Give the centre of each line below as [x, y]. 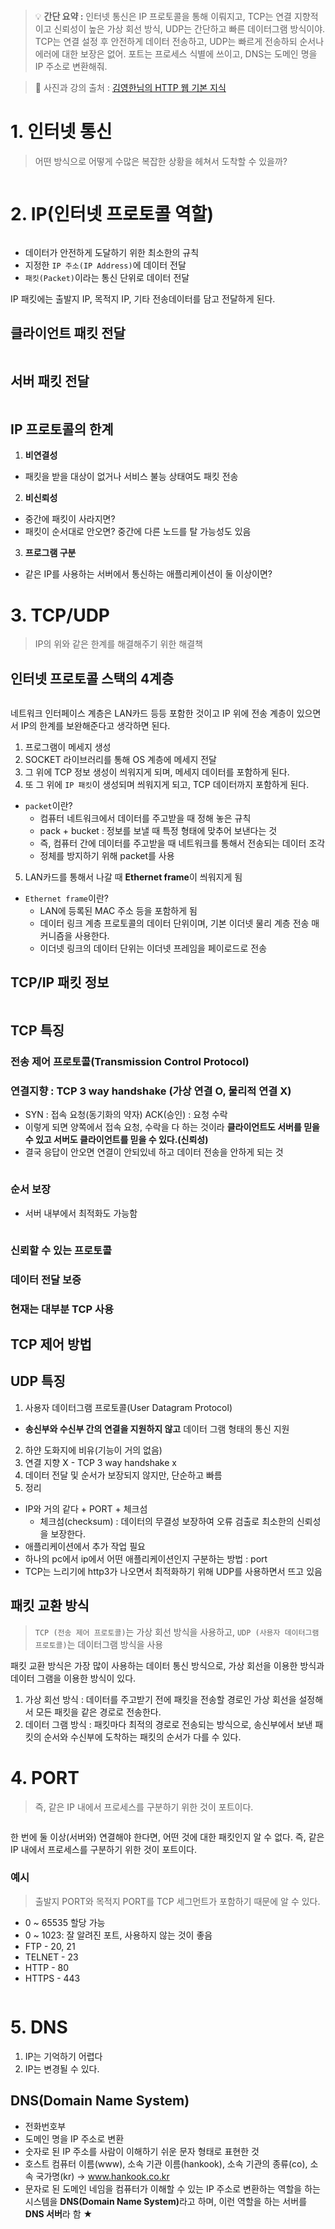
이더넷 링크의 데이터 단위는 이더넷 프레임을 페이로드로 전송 [153, 948]
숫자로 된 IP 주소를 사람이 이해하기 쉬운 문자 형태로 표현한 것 [142, 2151]
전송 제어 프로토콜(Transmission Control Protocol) [130, 1062]
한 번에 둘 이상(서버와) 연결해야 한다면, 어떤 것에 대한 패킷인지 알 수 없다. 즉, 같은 [167, 1837]
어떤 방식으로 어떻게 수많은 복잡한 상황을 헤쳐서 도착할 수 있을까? [161, 161]
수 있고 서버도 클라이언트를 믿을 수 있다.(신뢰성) [116, 1140]
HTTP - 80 [47, 1967]
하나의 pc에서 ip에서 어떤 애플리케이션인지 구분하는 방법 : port [146, 1558]
